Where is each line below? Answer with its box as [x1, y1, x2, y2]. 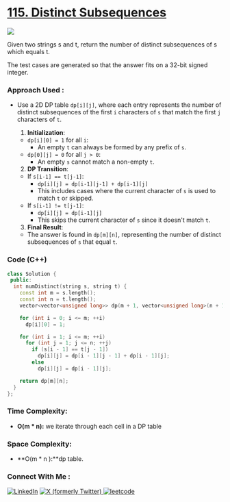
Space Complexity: [7, 439, 72, 449]
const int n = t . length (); [19, 296, 97, 303]
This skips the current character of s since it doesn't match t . [37, 216, 211, 224]
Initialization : [27, 129, 66, 137]
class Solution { [7, 271, 57, 277]
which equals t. [7, 47, 50, 55]
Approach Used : [7, 85, 65, 95]
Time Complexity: [7, 406, 68, 416]
